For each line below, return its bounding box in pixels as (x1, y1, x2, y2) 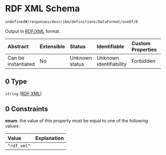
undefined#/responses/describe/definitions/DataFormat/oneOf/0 (5, 19, 138, 24)
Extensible (39, 43, 65, 50)
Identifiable (96, 43, 124, 50)
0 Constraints (5, 105, 48, 114)
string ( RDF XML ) (5, 90, 42, 96)
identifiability (96, 60, 127, 67)
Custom (131, 40, 151, 47)
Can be (7, 54, 25, 61)
